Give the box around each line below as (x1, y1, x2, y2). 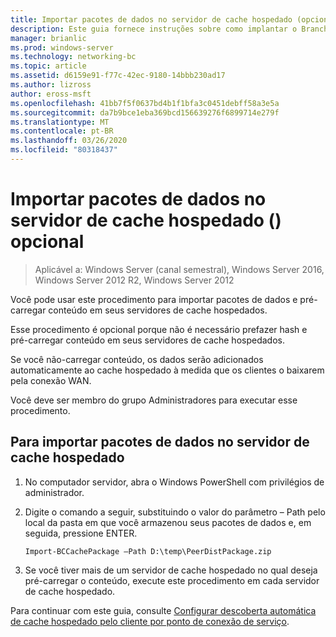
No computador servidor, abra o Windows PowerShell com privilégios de (24, 476, 325, 488)
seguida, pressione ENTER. (24, 527, 138, 539)
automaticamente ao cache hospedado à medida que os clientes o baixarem (10, 364, 325, 376)
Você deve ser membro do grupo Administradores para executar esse (10, 394, 298, 406)
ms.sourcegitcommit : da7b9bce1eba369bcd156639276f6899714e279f (10, 107, 280, 118)
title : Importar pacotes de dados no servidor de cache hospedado (10, 14, 293, 25)
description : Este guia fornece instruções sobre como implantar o (10, 24, 298, 34)
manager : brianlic (10, 33, 87, 43)
